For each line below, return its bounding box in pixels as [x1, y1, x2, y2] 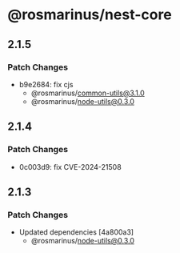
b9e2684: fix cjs [18, 79, 74, 89]
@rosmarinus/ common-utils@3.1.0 [30, 88, 145, 98]
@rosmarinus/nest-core [7, 6, 173, 24]
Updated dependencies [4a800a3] [18, 227, 134, 237]
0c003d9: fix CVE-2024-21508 [18, 162, 122, 171]
